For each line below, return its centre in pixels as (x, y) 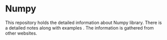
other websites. (21, 33)
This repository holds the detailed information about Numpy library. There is (83, 22)
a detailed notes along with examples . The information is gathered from (79, 27)
